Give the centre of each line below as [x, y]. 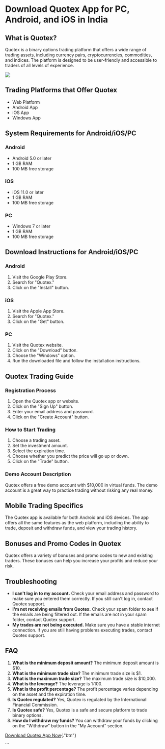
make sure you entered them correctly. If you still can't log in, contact [82, 599]
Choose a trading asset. [36, 440]
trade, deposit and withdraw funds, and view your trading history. [71, 528]
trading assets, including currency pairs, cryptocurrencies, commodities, [79, 55]
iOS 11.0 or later [28, 192]
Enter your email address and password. [53, 412]
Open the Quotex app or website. [46, 401]
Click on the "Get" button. [38, 321]
